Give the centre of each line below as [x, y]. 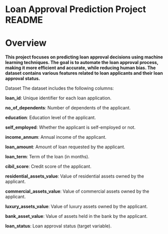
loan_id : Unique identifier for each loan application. [58, 98]
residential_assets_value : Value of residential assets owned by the [75, 176]
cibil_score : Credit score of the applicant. [48, 166]
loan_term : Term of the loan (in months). [47, 157]
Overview [26, 43]
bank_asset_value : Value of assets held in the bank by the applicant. [76, 216]
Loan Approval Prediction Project [76, 9]
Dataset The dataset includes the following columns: [60, 88]
